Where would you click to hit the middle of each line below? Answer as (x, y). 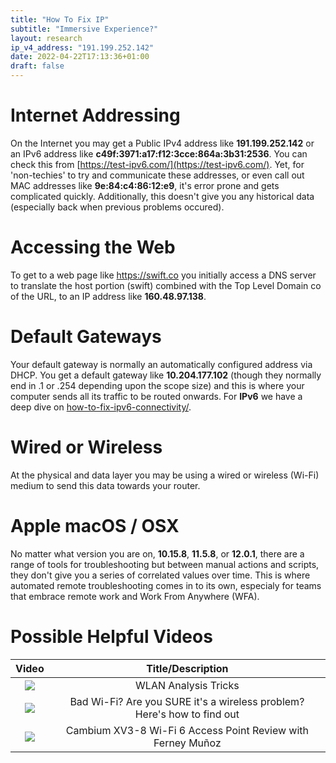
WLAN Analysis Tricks (187, 685)
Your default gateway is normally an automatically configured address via (161, 364)
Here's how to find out (187, 714)
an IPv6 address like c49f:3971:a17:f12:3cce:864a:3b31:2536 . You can (159, 153)
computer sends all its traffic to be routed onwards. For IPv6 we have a (156, 396)
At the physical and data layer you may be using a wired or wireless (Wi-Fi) (165, 475)
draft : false (37, 66)
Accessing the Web (93, 247)
